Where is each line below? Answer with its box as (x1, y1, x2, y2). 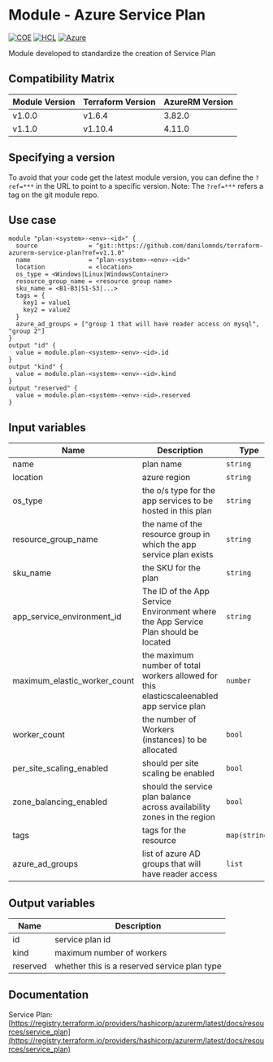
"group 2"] (8, 327, 45, 335)
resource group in (141, 529, 210, 540)
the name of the (141, 518, 203, 530)
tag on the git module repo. (8, 190, 100, 199)
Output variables (8, 896, 96, 910)
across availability (141, 802, 211, 813)
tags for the (141, 824, 187, 836)
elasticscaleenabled (141, 690, 219, 701)
